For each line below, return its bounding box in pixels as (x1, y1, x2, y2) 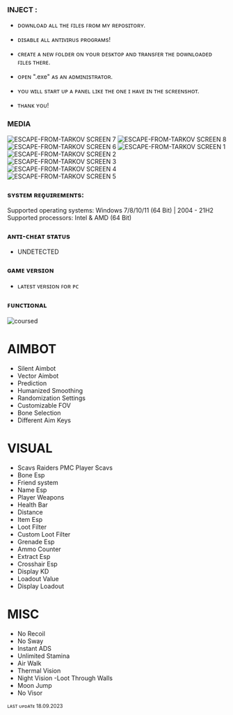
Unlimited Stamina (17, 652, 70, 660)
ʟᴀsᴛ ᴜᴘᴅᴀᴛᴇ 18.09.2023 (7, 702, 63, 709)
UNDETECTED (17, 247, 59, 256)
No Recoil (17, 629, 45, 638)
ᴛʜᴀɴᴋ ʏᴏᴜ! (17, 101, 49, 109)
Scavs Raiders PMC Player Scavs (17, 463, 113, 472)
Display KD (17, 567, 49, 576)
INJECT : (7, 5, 38, 15)
